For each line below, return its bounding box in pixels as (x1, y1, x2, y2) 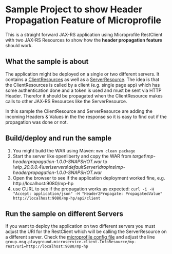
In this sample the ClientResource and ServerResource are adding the (5, 108, 153, 114)
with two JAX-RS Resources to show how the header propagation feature (5, 37, 163, 43)
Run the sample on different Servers (5, 209, 123, 218)
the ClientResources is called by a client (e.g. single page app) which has (5, 82, 160, 88)
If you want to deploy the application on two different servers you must (5, 223, 156, 229)
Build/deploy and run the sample (5, 134, 112, 143)
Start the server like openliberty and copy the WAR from (12, 153, 132, 159)
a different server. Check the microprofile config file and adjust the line (5, 234, 155, 240)
